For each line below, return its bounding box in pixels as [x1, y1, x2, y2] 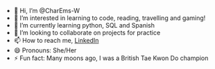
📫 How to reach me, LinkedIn [13, 37, 99, 44]
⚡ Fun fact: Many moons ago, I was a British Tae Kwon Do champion [13, 54, 209, 62]
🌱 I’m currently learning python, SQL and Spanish [13, 21, 155, 29]
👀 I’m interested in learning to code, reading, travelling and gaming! [13, 14, 206, 22]
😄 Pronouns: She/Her [13, 46, 77, 55]
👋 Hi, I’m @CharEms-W [13, 7, 80, 14]
